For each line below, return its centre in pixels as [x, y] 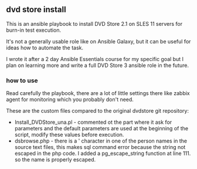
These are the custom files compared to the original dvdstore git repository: [98, 111]
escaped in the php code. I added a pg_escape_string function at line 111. [103, 153]
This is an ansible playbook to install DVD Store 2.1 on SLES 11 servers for [94, 23]
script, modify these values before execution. [69, 135]
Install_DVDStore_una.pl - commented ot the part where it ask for [93, 122]
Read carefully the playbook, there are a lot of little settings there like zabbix [98, 93]
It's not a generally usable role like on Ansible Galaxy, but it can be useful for [98, 41]
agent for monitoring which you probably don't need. [70, 100]
